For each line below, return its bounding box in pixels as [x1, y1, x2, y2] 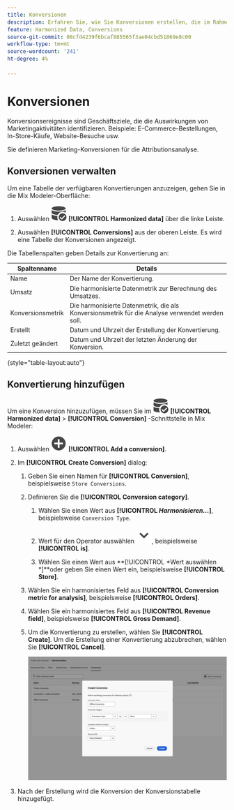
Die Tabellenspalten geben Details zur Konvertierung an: [7, 248, 169, 257]
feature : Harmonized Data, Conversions [7, 26, 123, 33]
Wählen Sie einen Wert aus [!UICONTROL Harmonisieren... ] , [38, 506, 214, 514]
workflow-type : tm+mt [7, 40, 70, 48]
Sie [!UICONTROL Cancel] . [27, 643, 106, 651]
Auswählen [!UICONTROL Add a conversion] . [17, 444, 167, 453]
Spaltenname [17, 264, 57, 272]
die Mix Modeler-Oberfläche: [7, 191, 91, 200]
